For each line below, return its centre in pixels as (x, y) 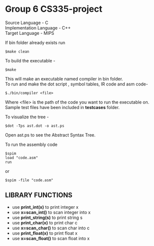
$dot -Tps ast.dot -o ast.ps (35, 126)
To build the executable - (30, 60)
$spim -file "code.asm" (29, 180)
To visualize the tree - (27, 117)
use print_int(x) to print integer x (45, 207)
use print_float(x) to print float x (45, 233)
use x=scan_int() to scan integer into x (51, 212)
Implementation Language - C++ (38, 27)
